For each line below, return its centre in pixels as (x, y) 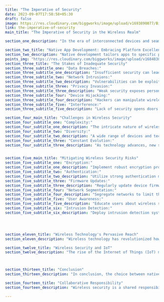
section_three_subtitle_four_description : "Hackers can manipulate (75, 100)
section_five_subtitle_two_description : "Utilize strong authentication (81, 176)
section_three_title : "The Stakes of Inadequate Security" (66, 64)
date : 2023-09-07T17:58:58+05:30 (39, 14)
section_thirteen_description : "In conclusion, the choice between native (83, 274)
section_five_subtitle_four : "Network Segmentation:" (61, 190)
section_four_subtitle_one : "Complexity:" (49, 123)
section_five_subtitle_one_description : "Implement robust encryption (78, 167)
